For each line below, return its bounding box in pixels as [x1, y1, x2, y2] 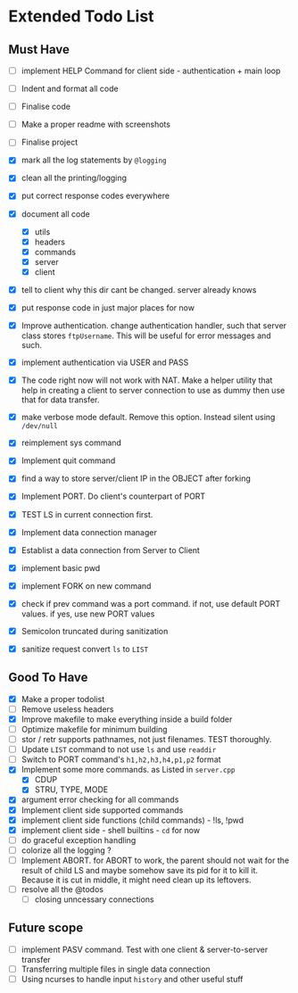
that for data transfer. [21, 394, 100, 405]
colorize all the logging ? [21, 845, 112, 856]
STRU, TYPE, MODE [34, 784, 109, 795]
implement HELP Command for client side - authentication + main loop [21, 65, 281, 76]
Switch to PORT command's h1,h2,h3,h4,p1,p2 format [21, 754, 221, 765]
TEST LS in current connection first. [21, 509, 153, 519]
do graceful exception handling [21, 834, 137, 845]
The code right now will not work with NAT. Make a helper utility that [21, 375, 273, 385]
